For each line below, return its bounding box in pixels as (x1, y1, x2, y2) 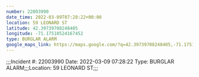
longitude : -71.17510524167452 (6, 31, 84, 37)
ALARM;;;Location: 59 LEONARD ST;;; (6, 64, 98, 71)
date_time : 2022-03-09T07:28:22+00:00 (6, 14, 102, 20)
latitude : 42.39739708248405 (6, 25, 78, 31)
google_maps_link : (6, 42, 52, 48)
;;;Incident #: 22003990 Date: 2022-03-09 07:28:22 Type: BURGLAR (6, 57, 175, 65)
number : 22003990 (6, 8, 49, 15)
